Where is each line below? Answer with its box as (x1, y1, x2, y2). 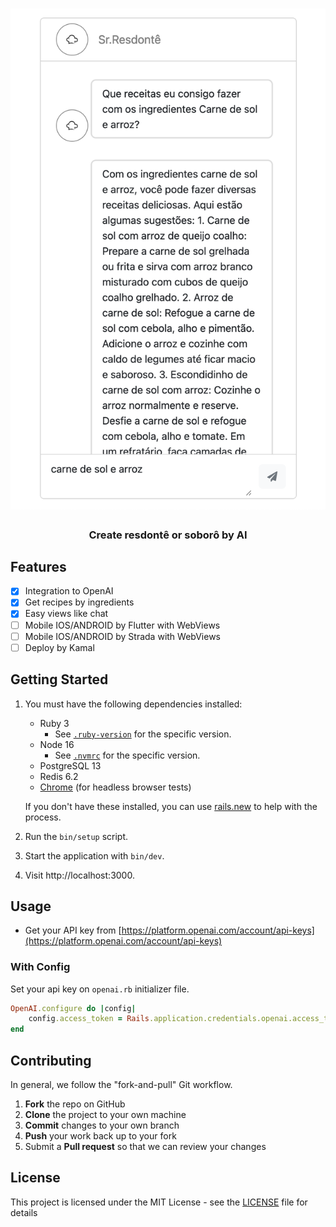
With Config (10, 960, 71, 974)
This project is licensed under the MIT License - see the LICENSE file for (10, 1196, 308, 1208)
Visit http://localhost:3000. (24, 869, 135, 881)
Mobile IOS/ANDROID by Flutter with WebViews (24, 619, 221, 631)
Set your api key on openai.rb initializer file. (10, 983, 190, 995)
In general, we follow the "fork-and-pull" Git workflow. (10, 1079, 233, 1091)
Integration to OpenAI (24, 585, 114, 597)
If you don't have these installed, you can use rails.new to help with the (24, 800, 318, 812)
